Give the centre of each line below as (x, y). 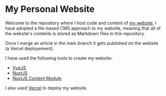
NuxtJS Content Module (37, 78)
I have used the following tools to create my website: (59, 58)
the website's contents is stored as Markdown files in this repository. (75, 33)
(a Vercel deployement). (30, 48)
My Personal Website (50, 9)
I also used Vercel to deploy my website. (46, 88)
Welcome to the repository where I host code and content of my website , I (81, 23)
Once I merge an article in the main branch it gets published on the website (82, 43)
